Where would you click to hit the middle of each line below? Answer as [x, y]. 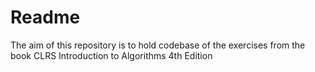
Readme [45, 17]
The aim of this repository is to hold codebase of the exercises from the [158, 45]
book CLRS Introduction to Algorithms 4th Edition [111, 55]
